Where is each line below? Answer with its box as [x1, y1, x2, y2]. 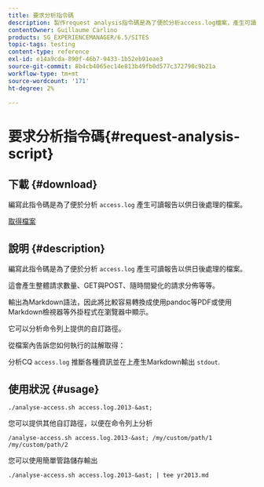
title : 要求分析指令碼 [8, 11, 75, 20]
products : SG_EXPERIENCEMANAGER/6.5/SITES [8, 33, 149, 42]
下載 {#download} [8, 177, 98, 191]
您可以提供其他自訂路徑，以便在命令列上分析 [8, 419, 153, 427]
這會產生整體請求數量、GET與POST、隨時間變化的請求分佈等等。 [8, 281, 220, 290]
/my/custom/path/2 [8, 441, 68, 449]
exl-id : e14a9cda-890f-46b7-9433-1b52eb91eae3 [8, 56, 163, 64]
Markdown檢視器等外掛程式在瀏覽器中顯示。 [8, 307, 153, 317]
